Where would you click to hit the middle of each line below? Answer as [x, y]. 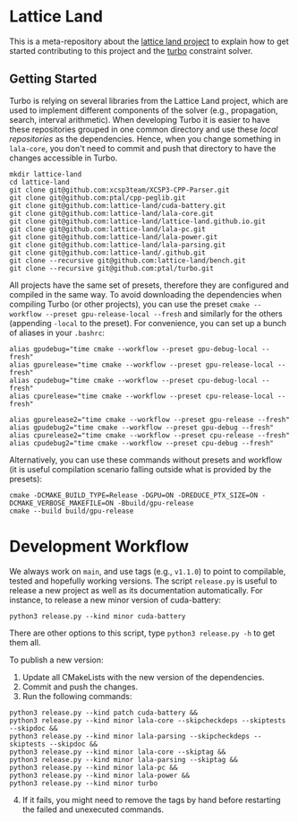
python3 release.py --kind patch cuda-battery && [104, 713]
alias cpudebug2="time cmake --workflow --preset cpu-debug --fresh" [142, 443]
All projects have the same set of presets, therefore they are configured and [149, 285]
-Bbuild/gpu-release [156, 503]
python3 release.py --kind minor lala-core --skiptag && [118, 752]
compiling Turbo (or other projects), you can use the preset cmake [130, 304]
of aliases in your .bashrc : [57, 333]
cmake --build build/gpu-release [72, 511]
